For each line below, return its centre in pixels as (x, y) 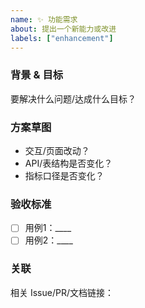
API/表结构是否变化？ (68, 163)
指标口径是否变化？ (64, 175)
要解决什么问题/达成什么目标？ (73, 98)
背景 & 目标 (37, 75)
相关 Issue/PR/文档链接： (62, 292)
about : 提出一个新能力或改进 (63, 29)
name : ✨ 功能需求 (44, 19)
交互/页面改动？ (57, 150)
